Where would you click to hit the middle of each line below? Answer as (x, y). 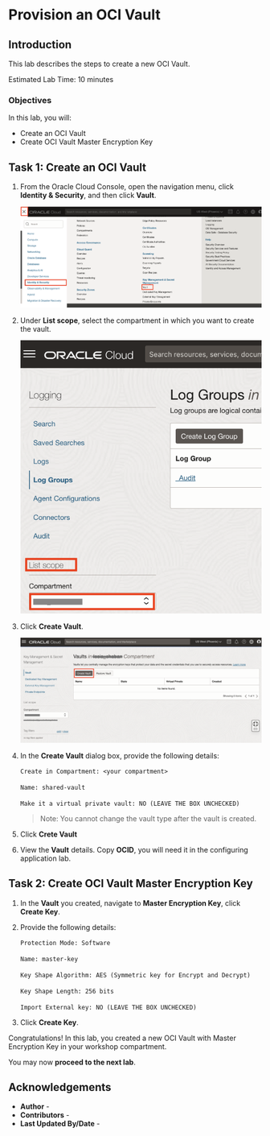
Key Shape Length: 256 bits (67, 991)
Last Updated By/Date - (60, 1124)
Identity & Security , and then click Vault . (88, 196)
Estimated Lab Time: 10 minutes (61, 79)
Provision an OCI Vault (84, 15)
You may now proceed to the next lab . (72, 1062)
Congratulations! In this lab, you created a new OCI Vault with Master (123, 1038)
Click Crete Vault (49, 834)
